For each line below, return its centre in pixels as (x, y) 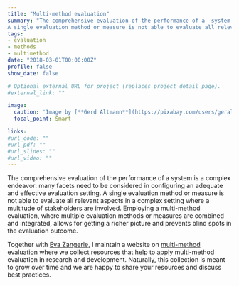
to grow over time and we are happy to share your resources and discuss (115, 268)
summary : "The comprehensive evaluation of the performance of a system (119, 21)
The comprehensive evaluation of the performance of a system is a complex (119, 178)
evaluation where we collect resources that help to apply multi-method (111, 252)
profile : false (30, 67)
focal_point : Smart (43, 119)
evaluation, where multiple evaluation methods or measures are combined (116, 216)
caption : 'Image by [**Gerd (55, 112)
